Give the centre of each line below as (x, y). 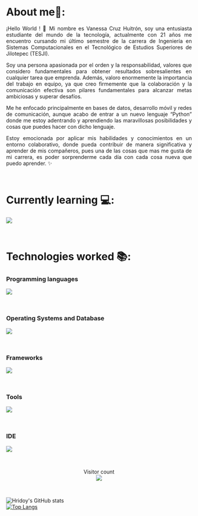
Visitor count (99, 472)
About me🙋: (36, 12)
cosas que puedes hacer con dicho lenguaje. (61, 126)
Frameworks (24, 358)
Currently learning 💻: (60, 200)
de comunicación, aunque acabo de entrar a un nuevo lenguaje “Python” (99, 114)
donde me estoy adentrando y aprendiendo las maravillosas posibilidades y (99, 120)
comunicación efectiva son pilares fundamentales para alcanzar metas (99, 90)
